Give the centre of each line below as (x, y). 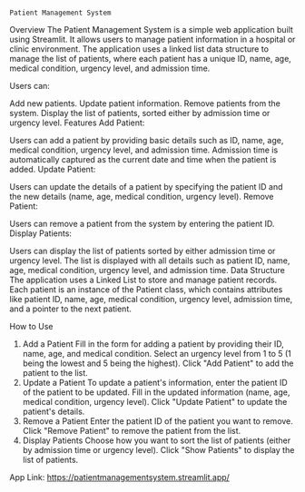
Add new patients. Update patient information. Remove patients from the (145, 103)
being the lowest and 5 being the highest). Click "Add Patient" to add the (158, 363)
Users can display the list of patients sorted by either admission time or (143, 251)
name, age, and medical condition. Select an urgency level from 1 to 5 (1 (157, 354)
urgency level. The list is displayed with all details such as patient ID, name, (150, 261)
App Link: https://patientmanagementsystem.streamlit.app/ (119, 477)
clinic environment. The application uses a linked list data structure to (139, 49)
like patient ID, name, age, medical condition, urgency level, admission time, (151, 299)
